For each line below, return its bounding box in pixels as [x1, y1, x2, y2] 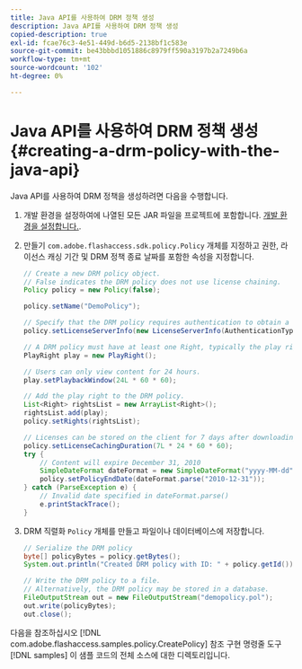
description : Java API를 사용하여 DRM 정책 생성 [10, 22, 179, 31]
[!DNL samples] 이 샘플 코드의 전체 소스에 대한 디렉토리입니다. [10, 649, 230, 660]
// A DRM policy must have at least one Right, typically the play [22, 342, 281, 351]
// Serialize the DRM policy [22, 543, 133, 552]
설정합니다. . [40, 221, 82, 232]
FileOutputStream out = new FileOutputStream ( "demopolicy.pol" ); [22, 594, 273, 603]
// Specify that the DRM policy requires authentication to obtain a [22, 318, 290, 328]
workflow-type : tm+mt [10, 55, 92, 64]
